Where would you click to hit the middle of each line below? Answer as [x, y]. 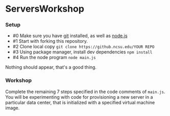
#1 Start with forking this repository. [50, 41]
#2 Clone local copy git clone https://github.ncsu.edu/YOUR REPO [83, 47]
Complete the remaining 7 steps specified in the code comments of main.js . [85, 92]
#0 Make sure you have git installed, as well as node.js [70, 36]
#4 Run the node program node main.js [54, 57]
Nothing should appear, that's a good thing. [51, 67]
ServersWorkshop [45, 9]
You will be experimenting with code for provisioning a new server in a [79, 97]
